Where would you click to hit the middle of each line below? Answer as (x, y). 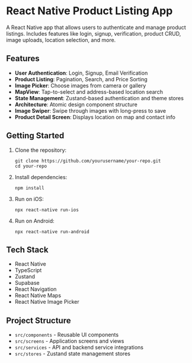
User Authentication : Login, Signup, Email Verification (81, 73)
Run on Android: (34, 221)
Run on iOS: (29, 199)
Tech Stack (27, 249)
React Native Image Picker (47, 302)
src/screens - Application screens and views (69, 341)
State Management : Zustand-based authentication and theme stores (99, 98)
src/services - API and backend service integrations (79, 348)
